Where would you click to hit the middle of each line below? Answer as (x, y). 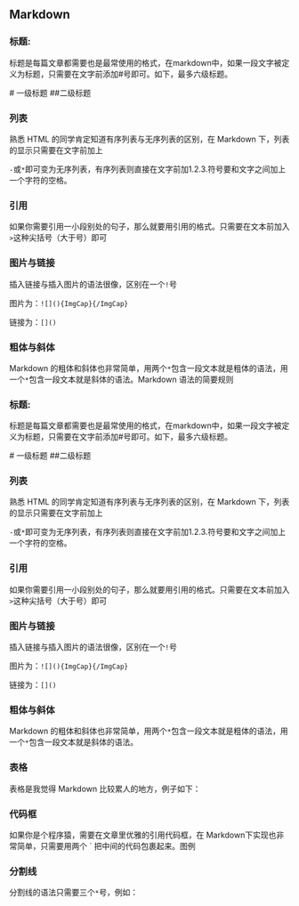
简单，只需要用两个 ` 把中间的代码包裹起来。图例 (106, 845)
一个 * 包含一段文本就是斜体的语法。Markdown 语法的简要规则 (121, 379)
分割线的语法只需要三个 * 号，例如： (74, 893)
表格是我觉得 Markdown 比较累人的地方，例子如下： (105, 789)
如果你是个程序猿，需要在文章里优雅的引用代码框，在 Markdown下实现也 (143, 835)
